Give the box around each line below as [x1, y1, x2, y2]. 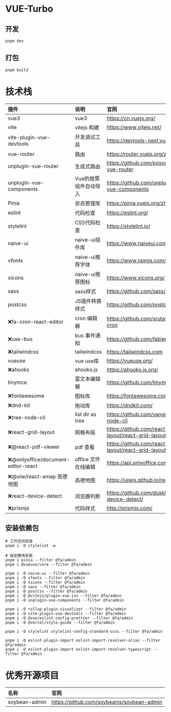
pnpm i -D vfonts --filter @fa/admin [5, 575, 85, 580]
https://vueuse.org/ [106, 357, 153, 364]
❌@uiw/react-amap [8, 473, 56, 480]
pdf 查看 [74, 444, 95, 451]
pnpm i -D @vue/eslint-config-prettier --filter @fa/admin [5, 616, 133, 621]
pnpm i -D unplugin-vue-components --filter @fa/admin [5, 598, 124, 603]
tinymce [8, 379, 27, 386]
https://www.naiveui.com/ [106, 239, 169, 247]
